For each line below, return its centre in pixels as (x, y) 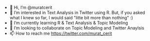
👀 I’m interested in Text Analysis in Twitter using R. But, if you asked (77, 13)
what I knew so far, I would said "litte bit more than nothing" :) (71, 18)
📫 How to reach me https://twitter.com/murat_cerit (61, 33)
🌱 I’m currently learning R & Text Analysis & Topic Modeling (69, 23)
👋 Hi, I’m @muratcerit (31, 7)
